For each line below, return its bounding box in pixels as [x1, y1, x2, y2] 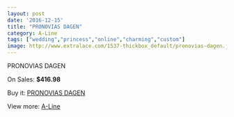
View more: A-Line [7, 102, 61, 110]
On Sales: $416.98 [7, 75, 61, 84]
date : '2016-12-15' [7, 17, 64, 24]
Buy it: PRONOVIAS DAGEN [7, 88, 86, 97]
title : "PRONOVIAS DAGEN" [7, 23, 82, 30]
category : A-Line [7, 29, 58, 37]
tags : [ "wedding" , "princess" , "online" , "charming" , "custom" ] [7, 36, 186, 43]
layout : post [7, 10, 45, 17]
